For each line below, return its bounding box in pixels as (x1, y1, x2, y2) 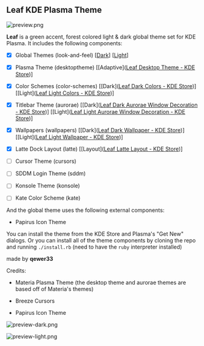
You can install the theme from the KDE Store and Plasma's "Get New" (6, 230, 184, 238)
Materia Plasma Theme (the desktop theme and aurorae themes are (15, 279, 186, 287)
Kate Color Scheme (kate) (15, 194, 81, 201)
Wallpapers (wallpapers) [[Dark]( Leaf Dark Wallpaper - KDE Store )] (15, 127, 185, 134)
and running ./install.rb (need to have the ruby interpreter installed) (6, 243, 183, 250)
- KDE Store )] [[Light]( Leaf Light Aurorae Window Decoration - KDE (15, 108, 186, 116)
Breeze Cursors (15, 297, 55, 305)
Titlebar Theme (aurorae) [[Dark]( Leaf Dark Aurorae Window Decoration (15, 101, 198, 108)
